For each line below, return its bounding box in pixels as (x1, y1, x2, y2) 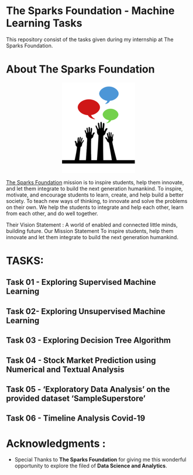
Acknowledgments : (6, 437, 106, 450)
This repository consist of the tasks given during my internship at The (6, 36, 174, 43)
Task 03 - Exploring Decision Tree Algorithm (6, 335, 171, 346)
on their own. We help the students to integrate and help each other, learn (6, 204, 184, 211)
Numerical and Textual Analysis (6, 364, 125, 374)
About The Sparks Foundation (6, 63, 155, 76)
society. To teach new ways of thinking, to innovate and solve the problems (6, 197, 188, 204)
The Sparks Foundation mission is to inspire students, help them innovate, (6, 178, 184, 185)
